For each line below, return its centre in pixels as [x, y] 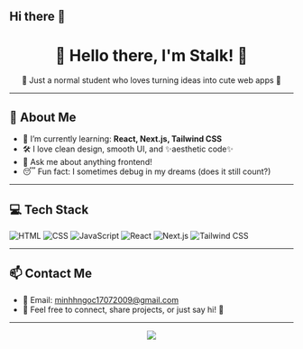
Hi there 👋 [37, 17]
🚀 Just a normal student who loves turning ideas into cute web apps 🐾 [151, 80]
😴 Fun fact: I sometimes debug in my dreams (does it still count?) [147, 171]
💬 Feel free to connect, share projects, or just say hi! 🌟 [123, 309]
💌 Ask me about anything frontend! [87, 162]
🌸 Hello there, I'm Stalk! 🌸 [151, 55]
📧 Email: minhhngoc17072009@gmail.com [100, 299]
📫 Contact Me [51, 274]
